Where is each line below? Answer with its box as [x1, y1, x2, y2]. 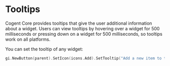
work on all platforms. [5, 36, 51, 42]
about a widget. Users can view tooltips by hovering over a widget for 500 [5, 25, 160, 31]
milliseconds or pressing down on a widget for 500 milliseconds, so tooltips [5, 31, 163, 37]
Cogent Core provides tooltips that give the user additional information [5, 20, 152, 26]
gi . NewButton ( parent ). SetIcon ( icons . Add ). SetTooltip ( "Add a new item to [5, 55, 162, 61]
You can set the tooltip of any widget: [5, 46, 83, 52]
